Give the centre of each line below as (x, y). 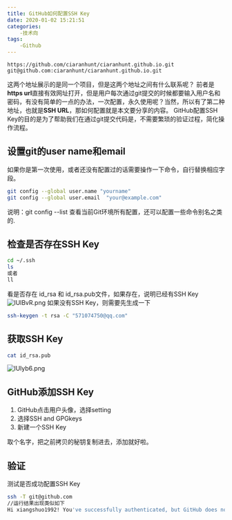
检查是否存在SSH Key (54, 244)
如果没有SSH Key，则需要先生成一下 (99, 302)
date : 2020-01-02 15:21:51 (46, 20)
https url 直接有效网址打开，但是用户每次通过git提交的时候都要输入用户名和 (114, 93)
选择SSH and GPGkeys (50, 418)
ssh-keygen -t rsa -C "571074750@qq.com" (68, 315)
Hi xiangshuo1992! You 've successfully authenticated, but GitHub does (112, 510)
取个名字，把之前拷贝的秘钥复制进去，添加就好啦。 (80, 442)
